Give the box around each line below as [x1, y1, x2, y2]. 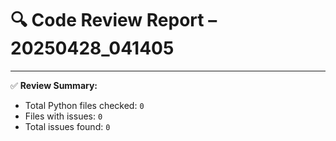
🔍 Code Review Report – [10, 9, 218, 32]
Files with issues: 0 [24, 110, 103, 122]
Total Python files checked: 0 [24, 99, 145, 111]
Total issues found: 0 [24, 120, 111, 132]
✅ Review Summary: [10, 79, 98, 91]
